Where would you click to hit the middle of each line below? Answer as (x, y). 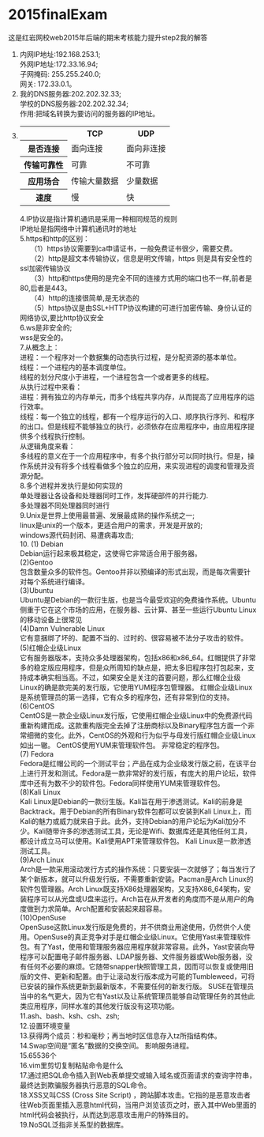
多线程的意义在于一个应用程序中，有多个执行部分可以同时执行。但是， (134, 456)
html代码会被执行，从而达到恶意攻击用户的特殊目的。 (106, 1115)
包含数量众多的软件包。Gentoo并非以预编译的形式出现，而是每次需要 (132, 572)
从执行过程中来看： (51, 387)
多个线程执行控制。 (58, 436)
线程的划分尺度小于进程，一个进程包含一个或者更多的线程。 (116, 377)
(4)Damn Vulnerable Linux (62, 629)
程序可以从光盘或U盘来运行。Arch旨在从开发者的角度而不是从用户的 (137, 899)
